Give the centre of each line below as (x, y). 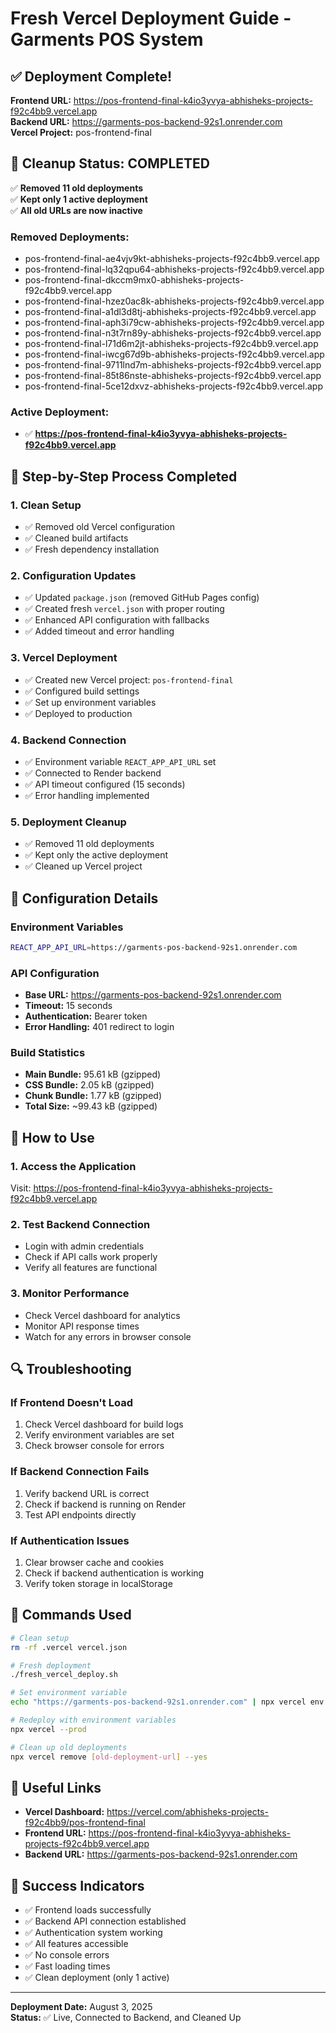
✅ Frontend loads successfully (88, 1910)
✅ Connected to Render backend (93, 773)
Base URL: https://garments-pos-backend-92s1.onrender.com (153, 995)
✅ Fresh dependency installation (92, 549)
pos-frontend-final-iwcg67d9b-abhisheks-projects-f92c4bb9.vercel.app (174, 354)
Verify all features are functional (91, 1268)
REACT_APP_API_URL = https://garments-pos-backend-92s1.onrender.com (154, 947)
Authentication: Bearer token (86, 1016)
